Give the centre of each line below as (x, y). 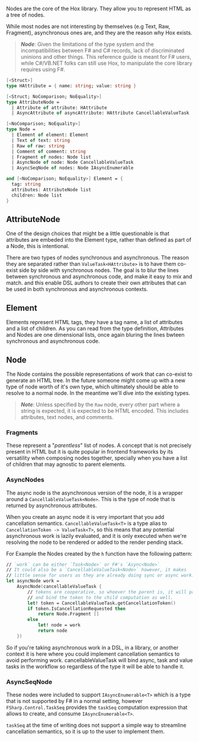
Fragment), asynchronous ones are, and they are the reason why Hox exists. (99, 33)
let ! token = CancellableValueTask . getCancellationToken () (102, 603)
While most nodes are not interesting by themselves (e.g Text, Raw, (88, 26)
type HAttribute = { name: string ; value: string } (71, 85)
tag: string (26, 184)
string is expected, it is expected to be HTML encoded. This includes (105, 411)
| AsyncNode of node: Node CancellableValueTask (73, 163)
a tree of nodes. (26, 15)
